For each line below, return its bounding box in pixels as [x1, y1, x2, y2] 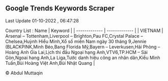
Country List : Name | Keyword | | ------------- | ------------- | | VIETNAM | [5, 28, 163, 34]
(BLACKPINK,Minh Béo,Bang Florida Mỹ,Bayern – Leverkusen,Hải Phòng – [5, 43, 160, 50]
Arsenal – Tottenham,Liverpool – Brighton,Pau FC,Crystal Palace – [5, 33, 144, 39]
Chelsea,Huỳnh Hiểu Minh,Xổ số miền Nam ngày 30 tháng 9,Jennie [5, 38, 147, 44]
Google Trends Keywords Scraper [5, 4, 115, 13]
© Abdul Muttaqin [5, 70, 43, 76]
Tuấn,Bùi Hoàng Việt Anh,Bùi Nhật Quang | [5, 60, 95, 66]
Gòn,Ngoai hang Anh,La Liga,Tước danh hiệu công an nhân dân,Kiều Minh [5, 55, 160, 61]
